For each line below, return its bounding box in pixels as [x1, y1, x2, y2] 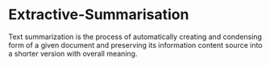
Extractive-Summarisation [8, 6, 189, 24]
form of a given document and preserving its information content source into [8, 40, 264, 49]
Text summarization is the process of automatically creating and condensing [8, 32, 262, 41]
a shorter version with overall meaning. [8, 49, 138, 58]
